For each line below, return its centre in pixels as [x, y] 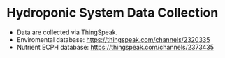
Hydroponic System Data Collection [112, 13]
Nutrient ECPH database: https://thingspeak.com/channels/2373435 [115, 47]
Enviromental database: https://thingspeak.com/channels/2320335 [113, 39]
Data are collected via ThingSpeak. [67, 32]
